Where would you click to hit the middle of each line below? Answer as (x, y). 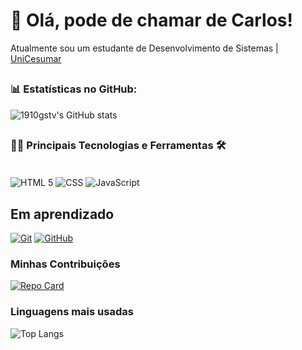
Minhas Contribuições (65, 264)
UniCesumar (36, 58)
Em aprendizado (62, 214)
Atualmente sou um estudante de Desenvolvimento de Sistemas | (144, 48)
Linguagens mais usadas (72, 312)
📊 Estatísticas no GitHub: (74, 89)
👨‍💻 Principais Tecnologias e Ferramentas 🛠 (118, 146)
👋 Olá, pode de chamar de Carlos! (151, 20)
